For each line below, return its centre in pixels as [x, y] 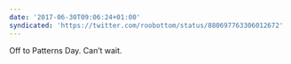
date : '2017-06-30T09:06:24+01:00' [75, 17]
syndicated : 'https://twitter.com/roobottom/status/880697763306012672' [146, 25]
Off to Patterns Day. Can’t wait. [66, 50]
